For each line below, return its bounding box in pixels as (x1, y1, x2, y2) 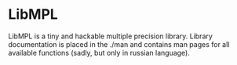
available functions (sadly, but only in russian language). (8, 48, 190, 57)
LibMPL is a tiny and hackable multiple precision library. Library (8, 31, 213, 41)
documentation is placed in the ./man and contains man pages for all (8, 39, 230, 49)
